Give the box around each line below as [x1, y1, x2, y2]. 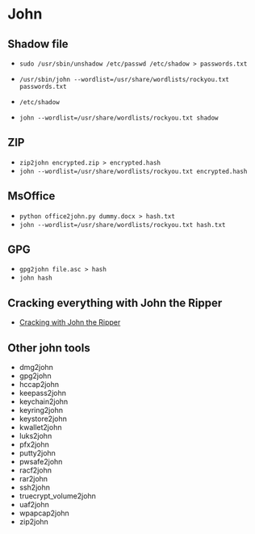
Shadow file [7, 37, 69, 51]
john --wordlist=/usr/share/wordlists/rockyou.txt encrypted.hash [19, 167, 248, 175]
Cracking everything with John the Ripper [7, 296, 223, 309]
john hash [19, 274, 53, 283]
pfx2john [19, 439, 50, 449]
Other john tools [7, 341, 90, 355]
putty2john [19, 448, 56, 458]
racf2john [19, 465, 52, 475]
